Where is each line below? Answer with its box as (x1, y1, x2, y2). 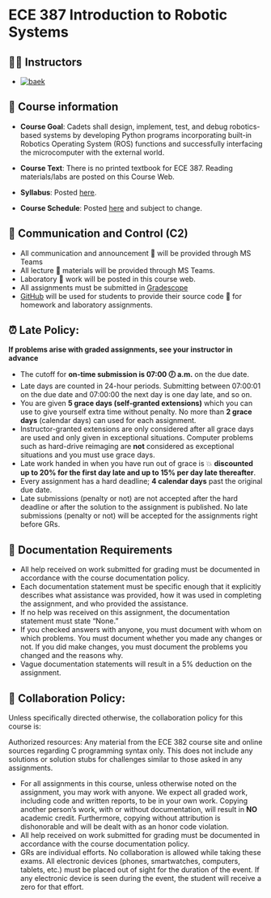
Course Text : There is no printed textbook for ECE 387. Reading (19, 163, 233, 173)
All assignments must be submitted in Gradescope (19, 282, 188, 293)
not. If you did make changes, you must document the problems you (19, 642, 248, 652)
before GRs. (19, 520, 61, 529)
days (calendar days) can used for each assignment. (19, 416, 197, 425)
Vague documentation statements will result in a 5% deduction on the (19, 659, 252, 669)
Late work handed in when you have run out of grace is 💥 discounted (19, 459, 253, 468)
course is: (8, 721, 42, 731)
